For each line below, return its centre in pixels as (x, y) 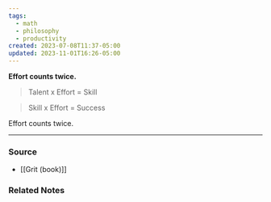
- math (27, 23)
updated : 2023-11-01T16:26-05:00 (65, 53)
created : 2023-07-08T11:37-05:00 (65, 46)
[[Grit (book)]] (43, 170)
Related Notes (37, 191)
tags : (17, 16)
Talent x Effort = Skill (63, 92)
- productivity (41, 38)
